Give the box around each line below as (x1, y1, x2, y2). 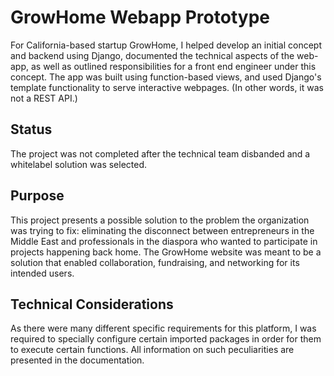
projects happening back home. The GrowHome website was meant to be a (10, 246, 322, 258)
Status (10, 121, 53, 138)
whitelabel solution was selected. (10, 158, 148, 170)
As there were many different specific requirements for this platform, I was (10, 322, 317, 335)
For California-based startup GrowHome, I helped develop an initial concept (10, 39, 323, 51)
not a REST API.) (10, 92, 78, 104)
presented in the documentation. (10, 354, 145, 366)
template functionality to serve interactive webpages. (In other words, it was (10, 81, 324, 93)
